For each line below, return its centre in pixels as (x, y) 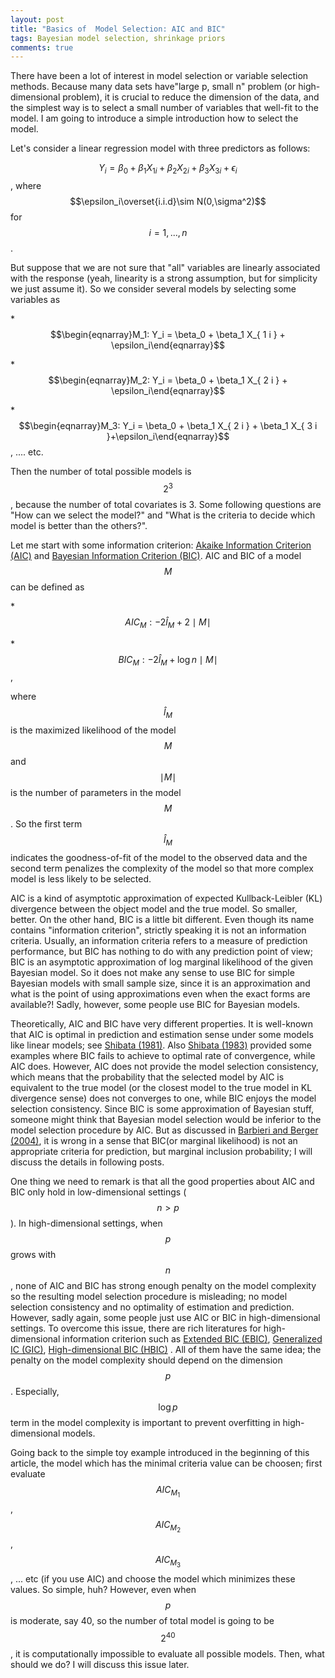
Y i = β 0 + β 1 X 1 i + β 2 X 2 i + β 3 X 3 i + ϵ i (168, 169)
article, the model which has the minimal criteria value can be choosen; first (166, 1463)
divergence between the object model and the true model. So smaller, (154, 908)
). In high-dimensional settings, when (86, 1223)
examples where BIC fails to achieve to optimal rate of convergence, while (163, 1055)
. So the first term (46, 824)
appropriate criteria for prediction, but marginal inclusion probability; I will (161, 1151)
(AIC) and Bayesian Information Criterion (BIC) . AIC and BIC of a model (156, 555)
